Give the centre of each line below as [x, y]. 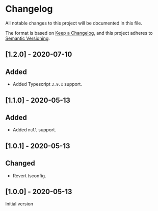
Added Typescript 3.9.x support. [47, 84]
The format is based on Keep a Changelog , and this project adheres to [79, 33]
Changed [20, 163]
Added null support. [34, 130]
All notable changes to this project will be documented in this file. [74, 23]
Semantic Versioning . [28, 38]
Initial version [19, 204]
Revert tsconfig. [29, 175]
